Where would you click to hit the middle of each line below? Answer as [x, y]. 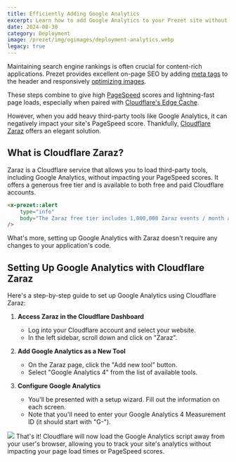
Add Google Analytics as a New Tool [72, 351]
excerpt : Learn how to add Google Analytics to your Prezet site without [118, 20]
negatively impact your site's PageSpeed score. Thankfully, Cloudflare [109, 123]
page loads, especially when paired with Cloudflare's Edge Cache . [103, 102]
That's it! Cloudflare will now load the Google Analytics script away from [120, 437]
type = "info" [37, 211]
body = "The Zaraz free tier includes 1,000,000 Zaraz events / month [122, 218]
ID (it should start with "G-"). [69, 422]
